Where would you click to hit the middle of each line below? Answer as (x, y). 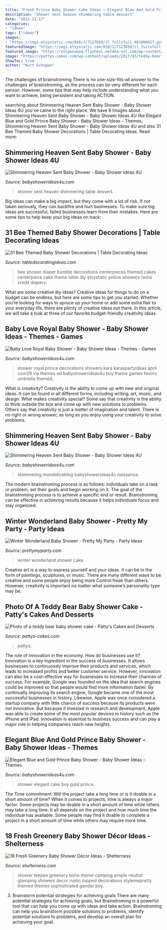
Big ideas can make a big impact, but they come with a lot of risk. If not (78, 201)
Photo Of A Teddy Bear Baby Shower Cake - (74, 606)
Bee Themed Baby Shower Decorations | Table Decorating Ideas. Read (78, 132)
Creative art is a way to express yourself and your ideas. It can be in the (79, 570)
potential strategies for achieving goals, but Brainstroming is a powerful (85, 901)
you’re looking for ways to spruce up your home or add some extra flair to (81, 302)
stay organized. (21, 506)
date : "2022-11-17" (25, 19)
